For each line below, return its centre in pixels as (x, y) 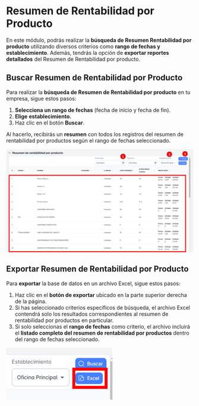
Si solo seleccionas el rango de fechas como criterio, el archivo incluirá (102, 326)
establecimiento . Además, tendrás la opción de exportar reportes (88, 52)
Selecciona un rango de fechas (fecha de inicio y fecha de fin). (93, 110)
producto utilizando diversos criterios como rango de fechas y (83, 46)
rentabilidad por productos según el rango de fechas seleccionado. (89, 140)
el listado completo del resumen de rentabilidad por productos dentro (102, 333)
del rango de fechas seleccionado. (57, 339)
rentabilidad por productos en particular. (64, 320)
